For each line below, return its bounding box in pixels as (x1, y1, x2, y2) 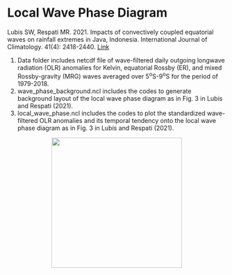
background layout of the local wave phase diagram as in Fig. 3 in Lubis (17, 94, 223, 102)
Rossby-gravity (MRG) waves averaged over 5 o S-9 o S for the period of (17, 71, 219, 81)
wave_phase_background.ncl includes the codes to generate (17, 87, 192, 95)
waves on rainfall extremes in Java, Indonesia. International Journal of (7, 35, 208, 43)
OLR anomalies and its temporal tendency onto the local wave (39, 116, 217, 124)
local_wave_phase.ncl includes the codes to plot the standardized (17, 109, 206, 117)
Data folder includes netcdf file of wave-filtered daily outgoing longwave (17, 56, 225, 64)
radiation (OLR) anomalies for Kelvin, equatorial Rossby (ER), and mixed (17, 63, 222, 72)
